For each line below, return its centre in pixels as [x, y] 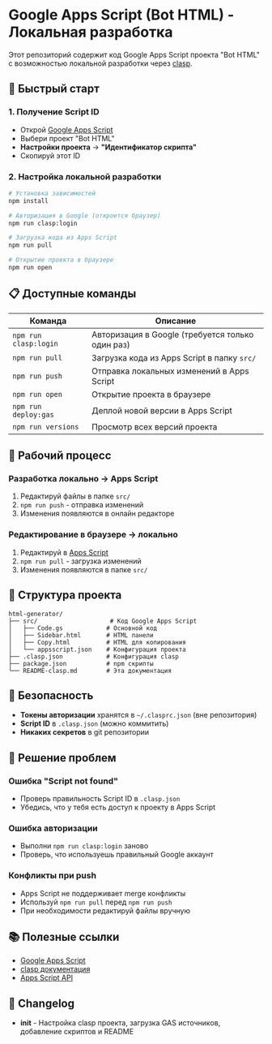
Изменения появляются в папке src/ [84, 569]
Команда [48, 321]
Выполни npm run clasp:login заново [84, 846]
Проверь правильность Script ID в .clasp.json [100, 799]
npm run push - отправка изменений [82, 505]
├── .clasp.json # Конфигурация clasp [94, 656]
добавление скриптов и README [77, 1032]
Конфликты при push [53, 876]
